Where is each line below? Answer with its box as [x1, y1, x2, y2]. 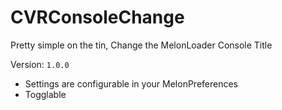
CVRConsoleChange [10, 6, 185, 29]
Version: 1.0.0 [10, 58, 70, 70]
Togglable [24, 88, 67, 100]
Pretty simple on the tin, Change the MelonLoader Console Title [10, 39, 273, 51]
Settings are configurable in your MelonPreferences [24, 77, 239, 90]
